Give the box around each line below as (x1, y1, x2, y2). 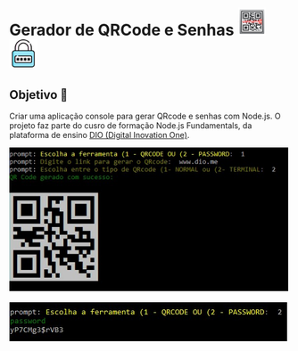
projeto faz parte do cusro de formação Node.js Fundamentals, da (9, 120, 252, 131)
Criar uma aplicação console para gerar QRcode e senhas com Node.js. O (9, 110, 281, 121)
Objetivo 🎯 (9, 87, 69, 102)
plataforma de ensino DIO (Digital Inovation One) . (9, 130, 190, 140)
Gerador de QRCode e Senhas (9, 20, 235, 40)
